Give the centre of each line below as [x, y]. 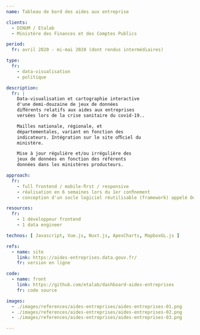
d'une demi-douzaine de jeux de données [68, 105]
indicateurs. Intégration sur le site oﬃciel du [79, 137]
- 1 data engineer [40, 225]
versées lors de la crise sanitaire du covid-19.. [81, 115]
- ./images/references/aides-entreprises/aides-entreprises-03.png [97, 318]
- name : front [29, 279]
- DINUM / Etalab [33, 28]
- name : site [28, 252]
